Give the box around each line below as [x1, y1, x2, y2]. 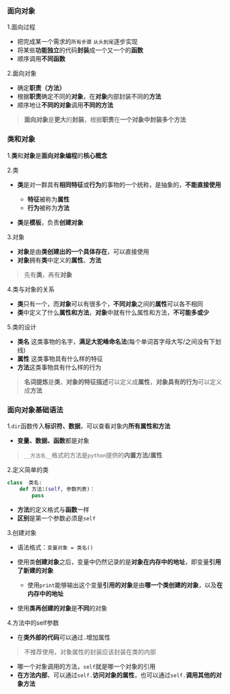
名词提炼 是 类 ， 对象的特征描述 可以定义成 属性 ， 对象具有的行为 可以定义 [23, 377, 222, 385]
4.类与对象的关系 [7, 285, 55, 293]
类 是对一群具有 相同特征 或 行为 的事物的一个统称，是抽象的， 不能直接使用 [16, 180, 221, 189]
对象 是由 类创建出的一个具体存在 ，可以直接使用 [16, 247, 149, 255]
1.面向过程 [7, 23, 36, 32]
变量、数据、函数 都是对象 [16, 436, 90, 444]
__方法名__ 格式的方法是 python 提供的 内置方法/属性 [23, 451, 163, 459]
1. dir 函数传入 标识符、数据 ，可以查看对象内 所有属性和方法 [7, 422, 171, 430]
